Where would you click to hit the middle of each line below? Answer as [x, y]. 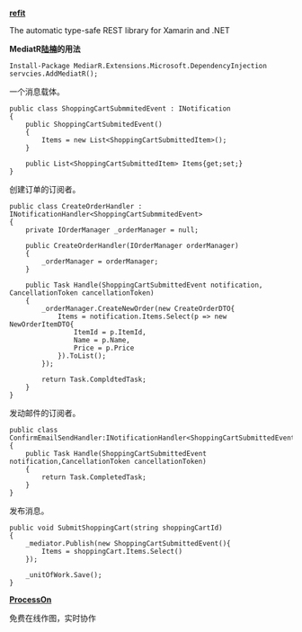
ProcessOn [31, 600]
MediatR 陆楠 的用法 [45, 49]
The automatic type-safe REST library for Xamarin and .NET [120, 30]
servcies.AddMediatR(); [54, 74]
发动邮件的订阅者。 [45, 413]
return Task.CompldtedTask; [94, 379]
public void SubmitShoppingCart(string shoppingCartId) [116, 528]
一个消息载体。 [37, 92]
